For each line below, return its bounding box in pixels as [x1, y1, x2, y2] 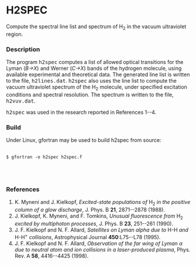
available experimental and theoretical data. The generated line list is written [6, 71, 190, 78]
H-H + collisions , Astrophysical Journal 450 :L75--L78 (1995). [14, 233, 161, 240]
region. [6, 30, 23, 38]
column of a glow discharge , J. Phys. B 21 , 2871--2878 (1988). [14, 206, 166, 213]
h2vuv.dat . [6, 97, 36, 104]
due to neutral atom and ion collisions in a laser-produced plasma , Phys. [14, 246, 191, 253]
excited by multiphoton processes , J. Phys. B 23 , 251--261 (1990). [14, 220, 174, 227]
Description [6, 45, 40, 53]
